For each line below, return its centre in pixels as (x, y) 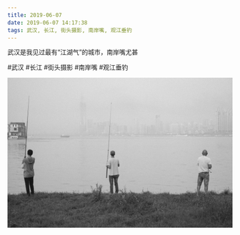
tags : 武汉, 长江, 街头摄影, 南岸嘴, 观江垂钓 (70, 30)
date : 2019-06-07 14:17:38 (47, 22)
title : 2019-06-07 (35, 15)
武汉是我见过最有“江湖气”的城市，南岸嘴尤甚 (73, 52)
